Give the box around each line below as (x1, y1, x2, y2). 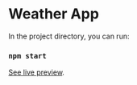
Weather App (8, 5, 99, 23)
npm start (8, 51, 47, 60)
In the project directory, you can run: (8, 31, 130, 41)
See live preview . (8, 67, 64, 77)
